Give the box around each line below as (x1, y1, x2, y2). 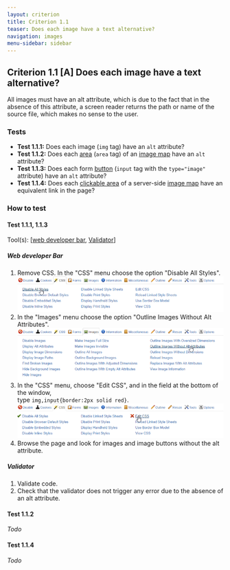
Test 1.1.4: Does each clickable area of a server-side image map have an (16, 179, 223, 187)
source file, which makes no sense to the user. (7, 110, 139, 118)
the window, (16, 388, 52, 396)
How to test (7, 203, 47, 213)
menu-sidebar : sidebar (7, 40, 72, 47)
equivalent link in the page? (16, 186, 95, 195)
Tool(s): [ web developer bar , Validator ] (7, 236, 116, 244)
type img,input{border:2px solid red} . (16, 396, 129, 404)
